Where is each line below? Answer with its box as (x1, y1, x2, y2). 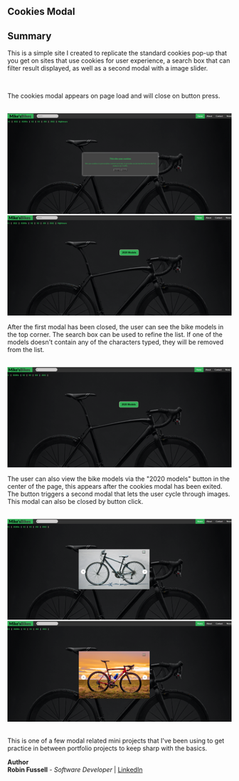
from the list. (7, 346, 45, 354)
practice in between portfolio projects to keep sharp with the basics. (7, 744, 208, 752)
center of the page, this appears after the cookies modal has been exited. (7, 482, 223, 491)
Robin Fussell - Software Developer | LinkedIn (7, 765, 143, 774)
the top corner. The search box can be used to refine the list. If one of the (7, 331, 223, 339)
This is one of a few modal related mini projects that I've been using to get (7, 736, 225, 745)
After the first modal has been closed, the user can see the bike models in (7, 323, 224, 331)
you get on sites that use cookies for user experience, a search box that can (7, 56, 230, 65)
